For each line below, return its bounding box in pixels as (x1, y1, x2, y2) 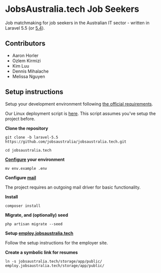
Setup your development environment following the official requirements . (5, 101, 154, 107)
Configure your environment (5, 156, 65, 162)
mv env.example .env (5, 166, 48, 171)
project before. (5, 116, 35, 121)
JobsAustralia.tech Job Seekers (5, 3, 139, 15)
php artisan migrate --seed (5, 221, 63, 227)
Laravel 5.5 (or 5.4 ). (5, 25, 45, 31)
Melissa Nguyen (12, 73, 45, 79)
